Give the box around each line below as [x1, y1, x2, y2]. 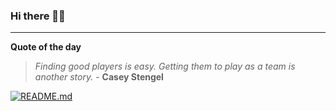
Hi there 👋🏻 [10, 9, 66, 23]
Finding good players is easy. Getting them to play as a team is [34, 60, 296, 73]
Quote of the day [10, 41, 82, 53]
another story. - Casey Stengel [34, 71, 164, 83]
